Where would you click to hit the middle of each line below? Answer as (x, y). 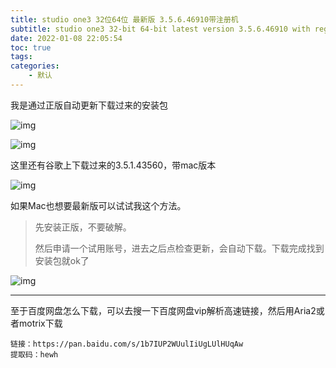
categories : (35, 66)
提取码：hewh (34, 354)
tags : (21, 57)
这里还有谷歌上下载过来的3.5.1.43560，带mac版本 (113, 165)
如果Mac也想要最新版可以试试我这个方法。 (98, 205)
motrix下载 (40, 323)
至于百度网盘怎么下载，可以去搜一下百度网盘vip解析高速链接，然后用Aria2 (163, 310)
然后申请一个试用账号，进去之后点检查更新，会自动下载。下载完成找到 (179, 248)
